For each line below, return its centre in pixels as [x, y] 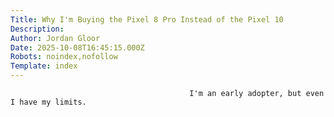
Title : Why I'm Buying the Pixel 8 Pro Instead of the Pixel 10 [147, 19]
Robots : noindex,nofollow [64, 57]
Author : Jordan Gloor [55, 38]
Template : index [44, 66]
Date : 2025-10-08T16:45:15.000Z [77, 47]
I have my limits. [48, 102]
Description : [37, 29]
